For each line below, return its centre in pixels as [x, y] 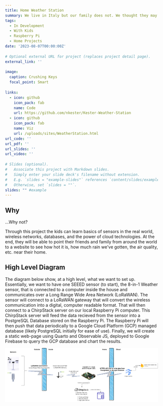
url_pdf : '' [17, 144]
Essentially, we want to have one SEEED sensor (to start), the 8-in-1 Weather [81, 284]
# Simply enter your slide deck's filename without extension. [72, 175]
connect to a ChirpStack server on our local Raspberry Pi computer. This [78, 310]
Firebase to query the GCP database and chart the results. [63, 341]
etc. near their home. [26, 252]
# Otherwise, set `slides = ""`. [41, 185]
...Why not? [16, 222]
